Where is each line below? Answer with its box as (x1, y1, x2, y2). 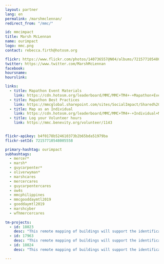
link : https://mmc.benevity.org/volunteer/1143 (14, 120, 112, 125)
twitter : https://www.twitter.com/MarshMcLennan (5, 61, 106, 66)
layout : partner (5, 7, 38, 12)
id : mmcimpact (5, 30, 34, 35)
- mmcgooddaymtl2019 (9, 197, 51, 202)
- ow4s (9, 188, 23, 193)
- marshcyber (9, 206, 36, 211)
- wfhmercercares (9, 211, 45, 216)
